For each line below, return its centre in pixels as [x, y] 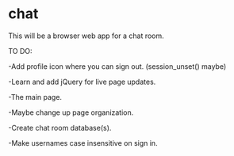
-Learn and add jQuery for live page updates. [82, 82]
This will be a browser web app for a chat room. [86, 36]
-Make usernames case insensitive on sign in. [83, 143]
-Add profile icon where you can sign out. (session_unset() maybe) [117, 66]
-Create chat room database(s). [60, 127]
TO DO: [21, 51]
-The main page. [35, 97]
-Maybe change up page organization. [71, 112]
